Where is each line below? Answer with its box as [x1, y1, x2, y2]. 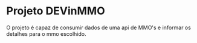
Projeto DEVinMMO [6, 4, 105, 18]
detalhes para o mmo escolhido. [6, 30, 86, 37]
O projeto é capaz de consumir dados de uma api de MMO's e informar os [6, 24, 192, 31]
